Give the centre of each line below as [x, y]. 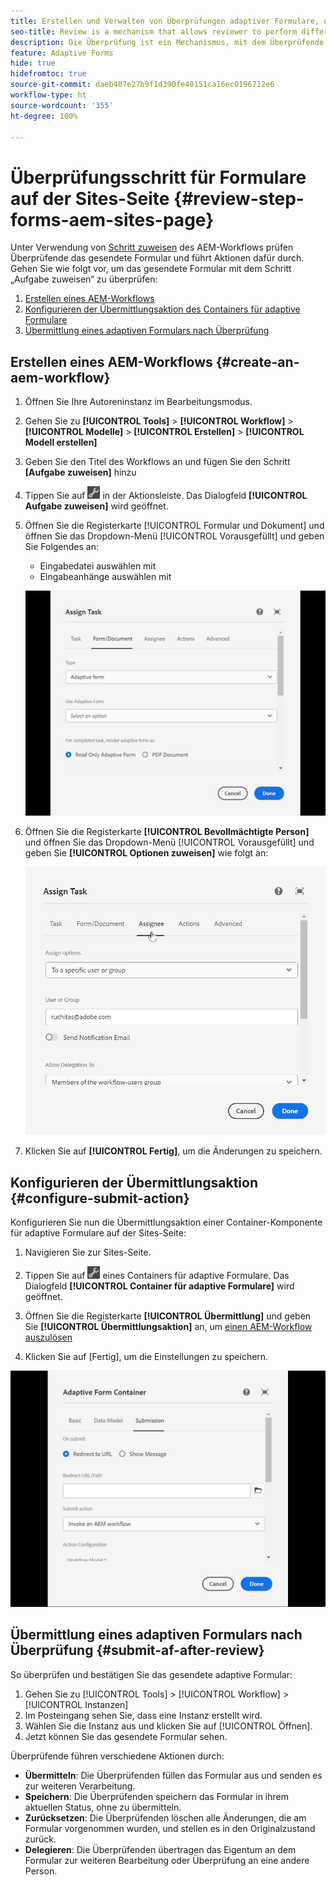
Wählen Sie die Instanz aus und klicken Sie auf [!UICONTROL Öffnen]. [168, 1726]
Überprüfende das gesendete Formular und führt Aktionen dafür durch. [157, 258]
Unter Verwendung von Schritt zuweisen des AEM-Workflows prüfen [152, 247]
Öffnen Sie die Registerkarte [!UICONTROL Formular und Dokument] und [174, 526]
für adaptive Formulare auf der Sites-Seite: [98, 1233]
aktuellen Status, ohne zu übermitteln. [103, 1807]
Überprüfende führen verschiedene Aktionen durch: [117, 1756]
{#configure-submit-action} [100, 1198]
